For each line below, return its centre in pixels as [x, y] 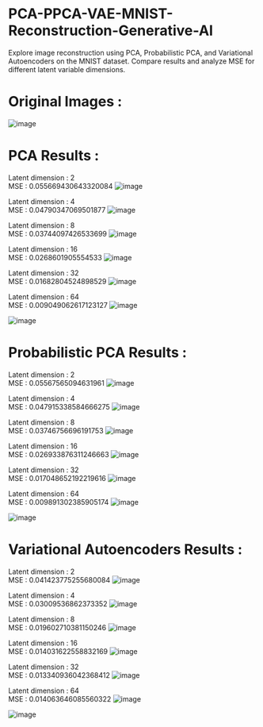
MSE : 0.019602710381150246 [57, 627]
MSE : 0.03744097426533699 [58, 233]
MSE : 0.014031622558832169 [58, 651]
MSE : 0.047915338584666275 [59, 406]
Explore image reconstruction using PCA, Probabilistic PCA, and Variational [131, 52]
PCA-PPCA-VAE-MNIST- [91, 14]
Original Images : [65, 102]
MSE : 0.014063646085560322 [60, 698]
